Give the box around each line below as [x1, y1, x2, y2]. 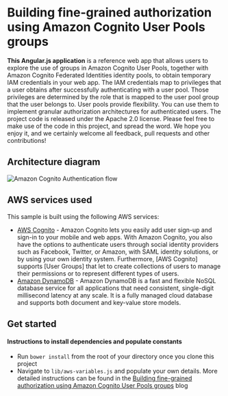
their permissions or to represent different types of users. [16, 269, 179, 278]
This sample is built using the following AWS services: [7, 212, 160, 220]
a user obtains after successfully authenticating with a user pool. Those [7, 85, 210, 94]
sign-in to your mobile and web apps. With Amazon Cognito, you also [16, 233, 213, 241]
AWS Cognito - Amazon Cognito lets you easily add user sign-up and [16, 226, 212, 234]
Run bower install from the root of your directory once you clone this [16, 352, 214, 360]
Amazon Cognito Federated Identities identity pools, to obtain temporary [7, 70, 211, 79]
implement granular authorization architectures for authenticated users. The [7, 107, 221, 116]
